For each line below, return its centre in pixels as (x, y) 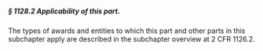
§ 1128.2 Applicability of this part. (64, 11)
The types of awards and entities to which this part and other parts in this (127, 31)
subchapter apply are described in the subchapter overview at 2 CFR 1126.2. (131, 38)
